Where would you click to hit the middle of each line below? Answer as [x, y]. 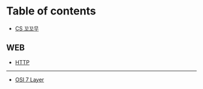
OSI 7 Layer [29, 79]
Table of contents [51, 11]
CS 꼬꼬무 [27, 28]
